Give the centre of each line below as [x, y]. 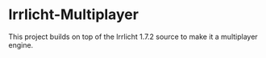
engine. [21, 44]
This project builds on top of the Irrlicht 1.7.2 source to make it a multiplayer [133, 37]
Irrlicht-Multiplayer [74, 15]
